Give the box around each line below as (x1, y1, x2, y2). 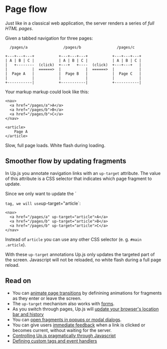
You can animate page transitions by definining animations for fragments (12, 290, 162, 296)
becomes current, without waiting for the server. (12, 327, 112, 333)
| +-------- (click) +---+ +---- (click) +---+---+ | (5, 62, 142, 67)
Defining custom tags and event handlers (12, 337, 97, 344)
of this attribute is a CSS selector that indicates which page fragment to (5, 176, 152, 182)
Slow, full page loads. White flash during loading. (5, 142, 106, 148)
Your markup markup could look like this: (5, 89, 89, 95)
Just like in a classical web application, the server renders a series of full (5, 20, 155, 26)
